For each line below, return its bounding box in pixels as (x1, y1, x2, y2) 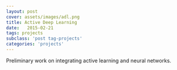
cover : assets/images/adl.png (6, 14, 80, 20)
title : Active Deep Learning (6, 19, 77, 25)
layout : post (6, 8, 38, 15)
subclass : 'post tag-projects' (6, 36, 83, 41)
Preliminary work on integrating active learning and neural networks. (6, 57, 172, 64)
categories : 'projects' (6, 41, 64, 47)
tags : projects (6, 30, 43, 36)
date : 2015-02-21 (6, 24, 54, 31)
